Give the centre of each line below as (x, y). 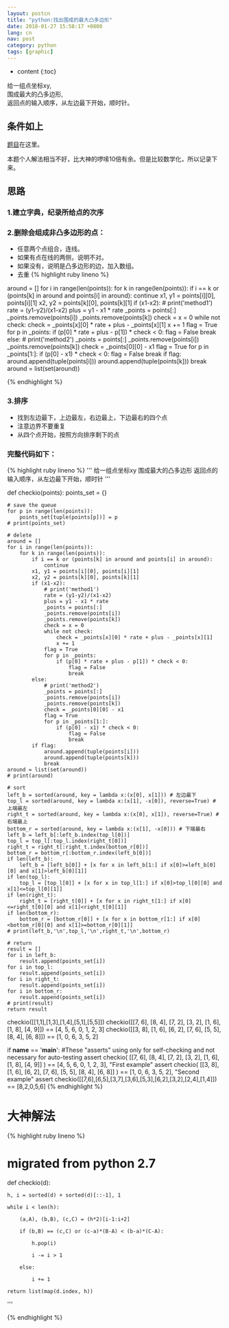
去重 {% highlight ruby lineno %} (63, 275)
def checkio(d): (29, 1182)
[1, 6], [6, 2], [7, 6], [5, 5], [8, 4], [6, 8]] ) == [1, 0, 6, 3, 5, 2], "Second (104, 1072)
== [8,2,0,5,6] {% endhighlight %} (55, 1086)
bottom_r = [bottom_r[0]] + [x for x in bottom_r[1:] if (103, 919)
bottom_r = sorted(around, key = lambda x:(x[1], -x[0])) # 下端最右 (106, 829)
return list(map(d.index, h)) (50, 1291)
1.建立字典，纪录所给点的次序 (56, 212)
